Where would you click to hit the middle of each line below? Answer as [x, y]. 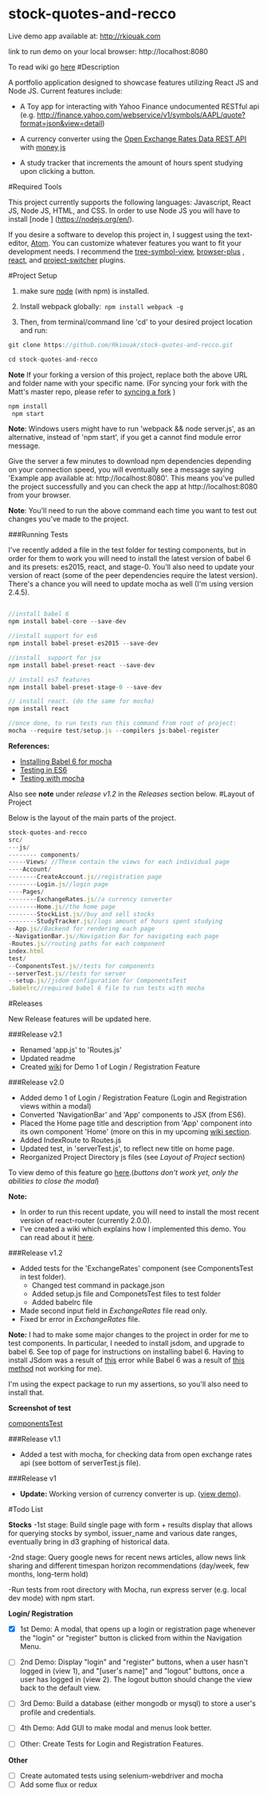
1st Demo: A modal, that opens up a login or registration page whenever [137, 1629]
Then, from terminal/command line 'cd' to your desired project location [136, 322]
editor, [19, 243]
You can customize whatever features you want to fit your [146, 243]
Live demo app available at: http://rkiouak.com [84, 36]
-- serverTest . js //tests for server [67, 973]
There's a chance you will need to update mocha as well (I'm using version [131, 584]
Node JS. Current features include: [65, 91]
